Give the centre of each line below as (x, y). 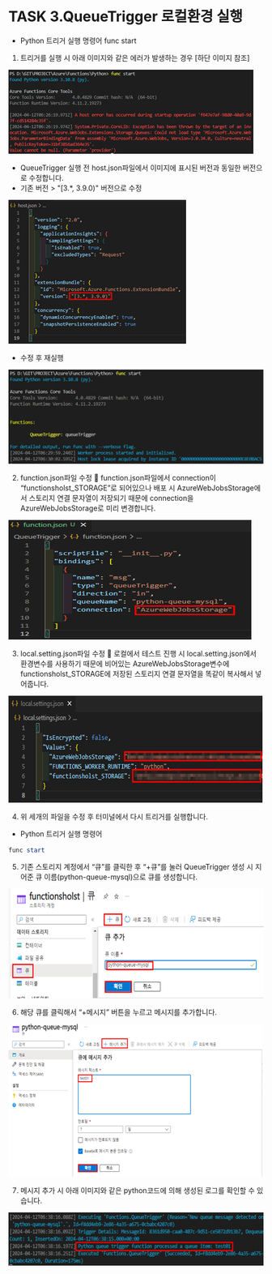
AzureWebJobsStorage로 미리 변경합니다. (88, 508)
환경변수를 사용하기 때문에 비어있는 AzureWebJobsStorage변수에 (125, 663)
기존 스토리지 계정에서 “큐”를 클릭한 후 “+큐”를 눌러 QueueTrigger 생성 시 (136, 866)
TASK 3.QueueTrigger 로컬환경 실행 (125, 17)
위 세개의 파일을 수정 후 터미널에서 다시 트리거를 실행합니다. (114, 816)
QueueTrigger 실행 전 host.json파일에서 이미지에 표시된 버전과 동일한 (130, 168)
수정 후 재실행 (42, 357)
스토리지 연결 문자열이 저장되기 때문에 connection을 (111, 498)
